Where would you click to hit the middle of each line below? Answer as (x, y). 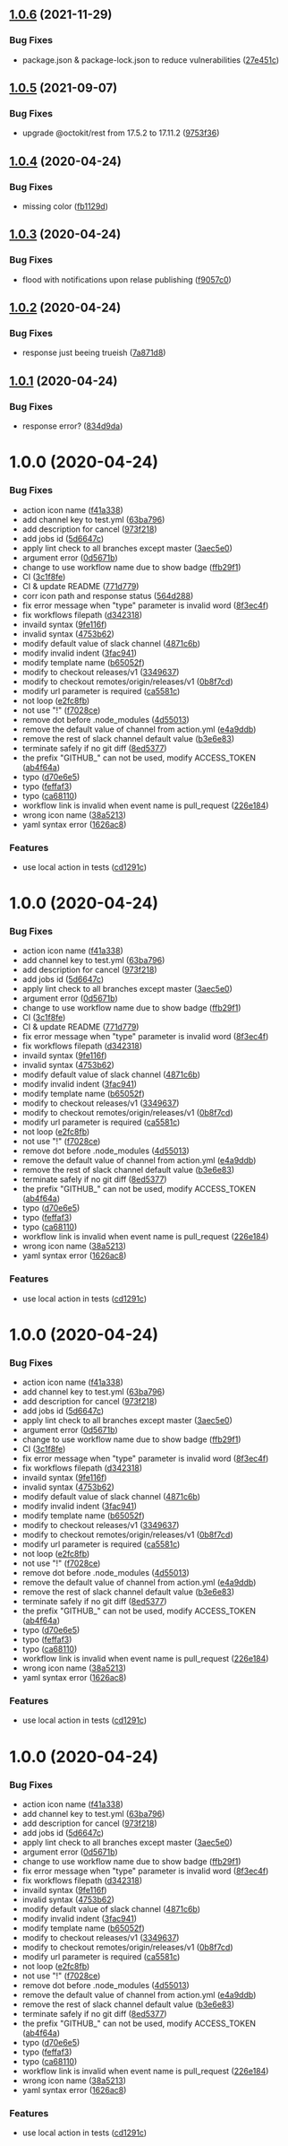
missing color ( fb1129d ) (65, 206)
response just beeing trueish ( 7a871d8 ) (94, 352)
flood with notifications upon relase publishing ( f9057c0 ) (127, 279)
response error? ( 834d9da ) (72, 426)
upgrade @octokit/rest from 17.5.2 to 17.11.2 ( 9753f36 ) (121, 133)
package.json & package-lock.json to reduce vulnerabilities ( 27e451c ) (151, 60)
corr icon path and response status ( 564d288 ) (108, 595)
